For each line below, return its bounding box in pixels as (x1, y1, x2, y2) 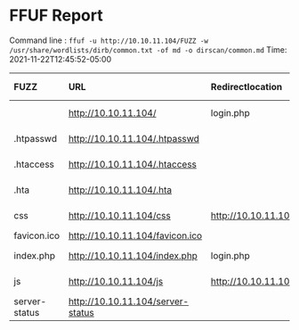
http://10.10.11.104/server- (68, 295, 190, 308)
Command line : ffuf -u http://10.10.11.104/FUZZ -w (9, 35, 209, 45)
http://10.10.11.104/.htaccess (68, 158, 198, 170)
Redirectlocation (210, 80, 283, 93)
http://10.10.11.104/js (68, 275, 164, 287)
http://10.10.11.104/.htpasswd (68, 132, 200, 144)
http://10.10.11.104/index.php (68, 249, 198, 261)
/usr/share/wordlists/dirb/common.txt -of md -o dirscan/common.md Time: (9, 44, 287, 54)
